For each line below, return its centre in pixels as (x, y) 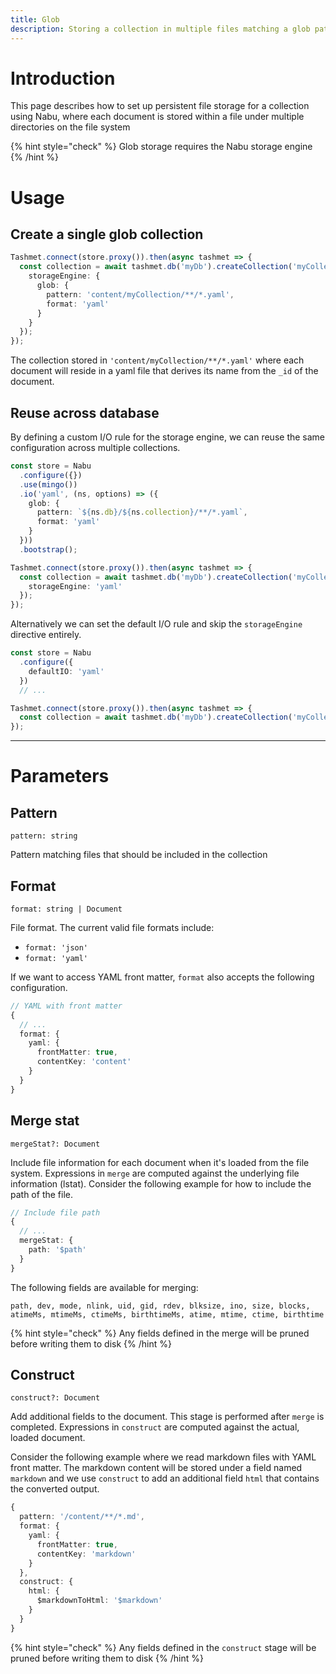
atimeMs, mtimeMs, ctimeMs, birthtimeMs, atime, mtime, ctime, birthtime (167, 1314)
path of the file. (41, 1194)
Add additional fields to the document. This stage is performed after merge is (167, 1417)
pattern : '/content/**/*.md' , (82, 1517)
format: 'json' (56, 947)
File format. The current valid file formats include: (112, 927)
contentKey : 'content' (84, 1062)
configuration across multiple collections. (95, 447)
